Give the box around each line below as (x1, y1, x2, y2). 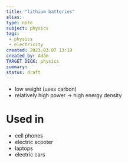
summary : (6, 63, 28, 70)
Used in (6, 113, 44, 126)
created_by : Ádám (6, 53, 49, 59)
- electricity (8, 42, 44, 48)
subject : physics (6, 25, 49, 31)
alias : (6, 14, 22, 20)
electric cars (14, 151, 45, 158)
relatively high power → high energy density (14, 92, 122, 99)
